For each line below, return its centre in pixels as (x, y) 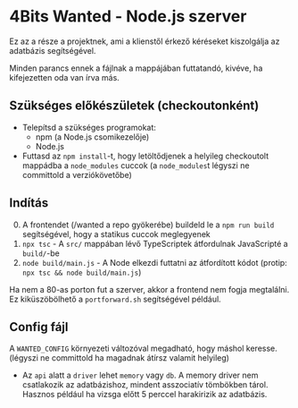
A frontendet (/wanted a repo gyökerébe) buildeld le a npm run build (148, 225)
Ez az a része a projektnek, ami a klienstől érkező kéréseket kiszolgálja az (145, 41)
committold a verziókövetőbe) (77, 174)
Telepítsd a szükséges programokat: (89, 127)
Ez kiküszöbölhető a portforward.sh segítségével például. (115, 299)
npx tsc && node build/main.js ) (82, 272)
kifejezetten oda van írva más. (65, 77)
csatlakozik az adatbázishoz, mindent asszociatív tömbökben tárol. (145, 385)
